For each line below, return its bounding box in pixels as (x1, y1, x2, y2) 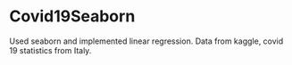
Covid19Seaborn (9, 6, 136, 27)
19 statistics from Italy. (9, 45, 92, 55)
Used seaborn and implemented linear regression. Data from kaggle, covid (9, 36, 284, 46)
